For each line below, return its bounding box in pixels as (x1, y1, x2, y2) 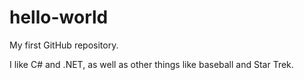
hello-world (9, 6, 109, 29)
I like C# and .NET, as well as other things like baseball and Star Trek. (9, 58, 294, 70)
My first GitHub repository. (9, 39, 119, 51)
